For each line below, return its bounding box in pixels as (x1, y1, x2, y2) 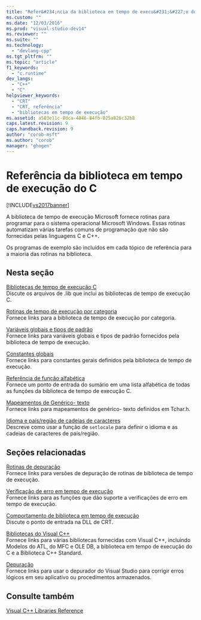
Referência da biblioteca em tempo (6, 169, 183, 182)
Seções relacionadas (6, 447, 86, 457)
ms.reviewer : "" (6, 31, 47, 37)
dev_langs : (6, 76, 33, 82)
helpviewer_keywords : (6, 93, 60, 99)
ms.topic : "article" (6, 59, 58, 65)
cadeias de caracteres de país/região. (6, 430, 100, 437)
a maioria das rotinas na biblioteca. (6, 250, 93, 257)
